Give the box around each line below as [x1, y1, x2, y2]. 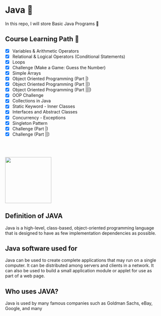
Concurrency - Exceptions [12, 115, 66, 120]
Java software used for [5, 244, 78, 253]
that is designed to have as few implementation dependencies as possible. [5, 230, 157, 236]
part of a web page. [5, 273, 45, 279]
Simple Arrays [12, 70, 41, 76]
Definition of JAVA [5, 212, 63, 220]
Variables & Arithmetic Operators [12, 48, 79, 54]
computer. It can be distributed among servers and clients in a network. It [5, 262, 154, 268]
